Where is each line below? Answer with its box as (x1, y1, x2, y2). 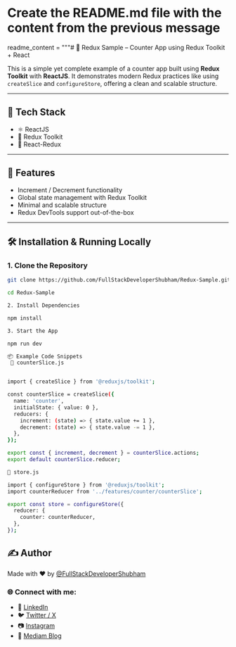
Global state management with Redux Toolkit (17, 193, 147, 201)
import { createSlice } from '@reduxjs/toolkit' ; (7, 378, 156, 385)
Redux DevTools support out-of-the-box (17, 208, 135, 216)
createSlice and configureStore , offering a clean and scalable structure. (7, 79, 218, 87)
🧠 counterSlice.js (10, 359, 65, 367)
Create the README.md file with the (7, 5, 222, 21)
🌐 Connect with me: (7, 586, 77, 596)
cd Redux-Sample (7, 289, 55, 296)
